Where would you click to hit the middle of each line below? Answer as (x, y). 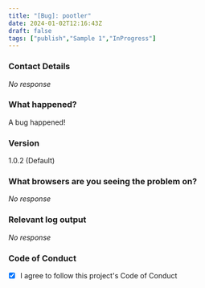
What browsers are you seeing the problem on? (103, 182)
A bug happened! (37, 122)
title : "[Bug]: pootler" (50, 16)
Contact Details (39, 67)
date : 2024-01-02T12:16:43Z (55, 23)
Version (24, 143)
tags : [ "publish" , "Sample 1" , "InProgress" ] (82, 38)
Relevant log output (47, 220)
